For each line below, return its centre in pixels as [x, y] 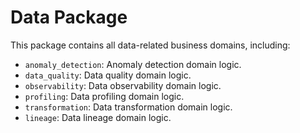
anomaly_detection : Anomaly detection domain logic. [133, 64]
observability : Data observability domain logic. [123, 85]
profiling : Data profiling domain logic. [104, 96]
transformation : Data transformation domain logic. [128, 107]
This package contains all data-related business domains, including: [150, 45]
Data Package [69, 17]
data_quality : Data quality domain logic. [108, 75]
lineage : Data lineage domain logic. [98, 117]
